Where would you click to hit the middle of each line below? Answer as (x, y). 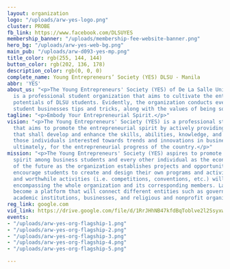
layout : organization (38, 13)
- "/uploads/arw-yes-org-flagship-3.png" (67, 236)
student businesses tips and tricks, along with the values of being (114, 109)
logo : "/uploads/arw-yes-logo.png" (58, 20)
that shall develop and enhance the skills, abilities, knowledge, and (118, 134)
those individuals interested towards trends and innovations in (108, 141)
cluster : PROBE (29, 26)
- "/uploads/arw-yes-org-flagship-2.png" (67, 230)
